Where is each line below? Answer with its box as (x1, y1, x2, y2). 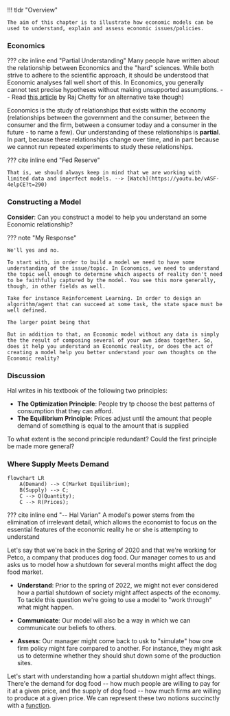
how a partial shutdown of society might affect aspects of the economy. (16, 588, 221, 597)
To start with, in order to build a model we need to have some (7, 259, 195, 266)
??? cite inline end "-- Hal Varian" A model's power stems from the (7, 511, 195, 519)
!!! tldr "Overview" (7, 6, 58, 14)
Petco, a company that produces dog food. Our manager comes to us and (7, 553, 216, 562)
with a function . (7, 702, 51, 710)
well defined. (7, 307, 48, 314)
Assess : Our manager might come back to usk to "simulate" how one (16, 637, 214, 645)
